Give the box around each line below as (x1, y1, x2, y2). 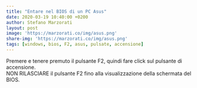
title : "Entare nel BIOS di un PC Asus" (6, 8, 107, 15)
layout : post (6, 25, 38, 31)
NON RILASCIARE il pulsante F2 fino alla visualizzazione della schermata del (6, 70, 192, 77)
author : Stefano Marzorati (6, 19, 73, 25)
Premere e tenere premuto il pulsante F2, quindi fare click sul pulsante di (6, 57, 182, 65)
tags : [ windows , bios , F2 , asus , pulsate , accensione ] (6, 42, 144, 48)
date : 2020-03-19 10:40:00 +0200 (6, 14, 88, 20)
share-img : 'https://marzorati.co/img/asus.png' (6, 36, 128, 42)
